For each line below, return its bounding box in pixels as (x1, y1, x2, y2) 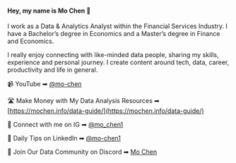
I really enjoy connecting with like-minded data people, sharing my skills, (7, 51, 219, 59)
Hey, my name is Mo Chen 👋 (7, 6, 91, 15)
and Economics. (7, 37, 54, 46)
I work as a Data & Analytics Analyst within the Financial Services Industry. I (7, 22, 228, 30)
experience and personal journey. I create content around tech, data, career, (7, 58, 230, 67)
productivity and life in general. (7, 66, 98, 74)
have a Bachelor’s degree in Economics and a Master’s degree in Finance (7, 30, 220, 38)
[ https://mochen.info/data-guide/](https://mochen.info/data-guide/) (7, 107, 204, 115)
